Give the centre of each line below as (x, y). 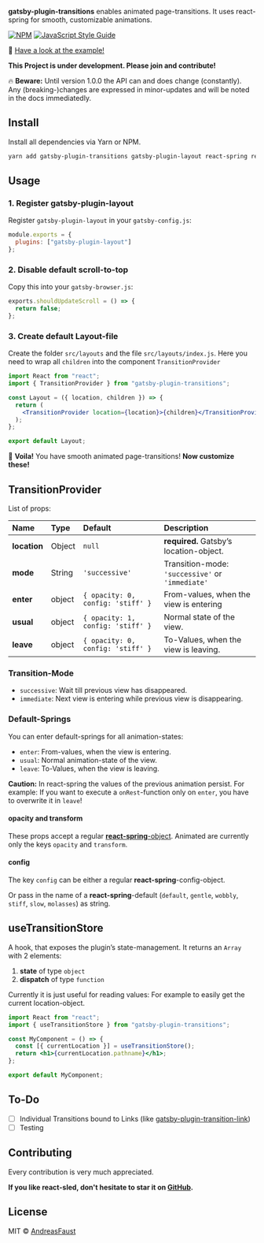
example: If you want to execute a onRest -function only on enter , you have (128, 792)
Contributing (40, 1153)
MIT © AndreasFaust (42, 1231)
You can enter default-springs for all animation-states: (96, 736)
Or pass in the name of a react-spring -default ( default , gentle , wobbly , (123, 895)
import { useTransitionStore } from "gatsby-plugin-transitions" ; (119, 1025)
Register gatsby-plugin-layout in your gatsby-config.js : (100, 221)
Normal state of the (200, 617)
